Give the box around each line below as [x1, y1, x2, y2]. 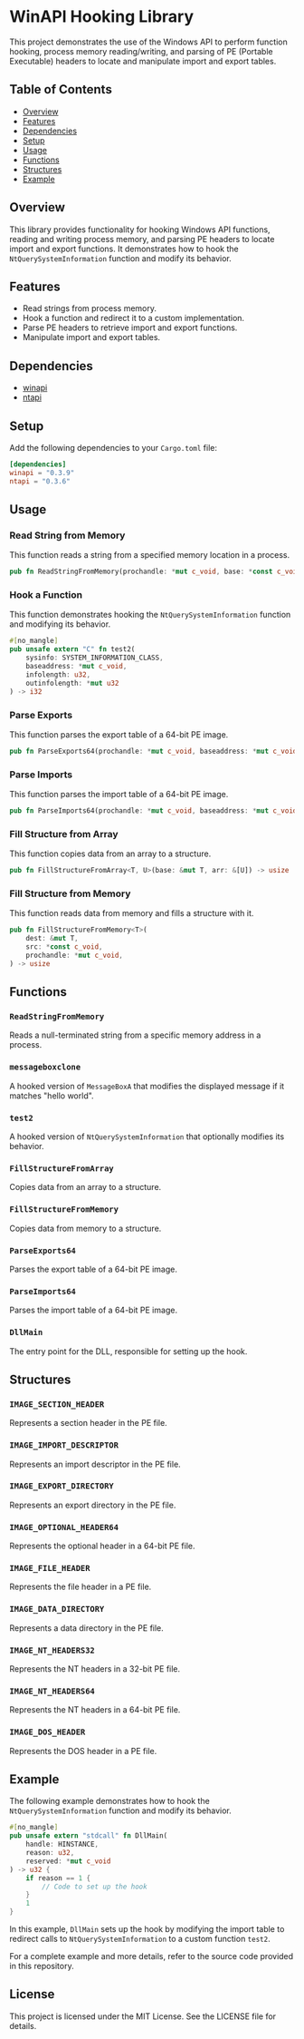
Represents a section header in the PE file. [9, 1418, 167, 1429]
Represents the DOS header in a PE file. [9, 1745, 157, 1756]
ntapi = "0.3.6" [9, 476, 71, 486]
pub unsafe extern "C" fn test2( [9, 645, 136, 654]
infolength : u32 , [25, 669, 91, 679]
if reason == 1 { [25, 1873, 91, 1883]
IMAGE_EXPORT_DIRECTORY [9, 1481, 115, 1491]
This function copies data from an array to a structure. [9, 848, 212, 859]
